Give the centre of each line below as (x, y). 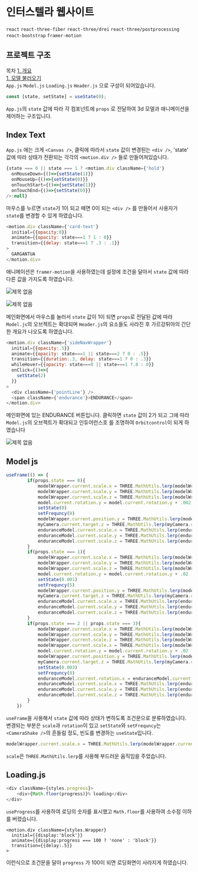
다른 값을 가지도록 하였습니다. (40, 279)
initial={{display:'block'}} (47, 835)
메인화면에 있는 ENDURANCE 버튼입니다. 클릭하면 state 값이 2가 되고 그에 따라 (98, 415)
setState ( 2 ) (31, 376)
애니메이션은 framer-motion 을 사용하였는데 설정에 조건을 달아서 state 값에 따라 (98, 271)
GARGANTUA (23, 254)
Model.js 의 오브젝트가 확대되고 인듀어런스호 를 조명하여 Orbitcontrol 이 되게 (95, 423)
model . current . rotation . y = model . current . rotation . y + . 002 (114, 503)
